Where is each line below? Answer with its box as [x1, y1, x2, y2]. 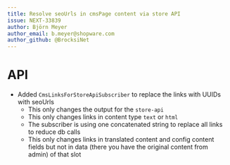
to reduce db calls [27, 128, 81, 136]
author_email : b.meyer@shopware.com [7, 30, 115, 37]
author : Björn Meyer [7, 23, 68, 30]
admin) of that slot [27, 150, 82, 159]
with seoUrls [17, 98, 55, 106]
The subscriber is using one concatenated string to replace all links [27, 121, 223, 129]
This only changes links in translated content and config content [27, 135, 215, 144]
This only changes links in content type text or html [27, 113, 178, 121]
